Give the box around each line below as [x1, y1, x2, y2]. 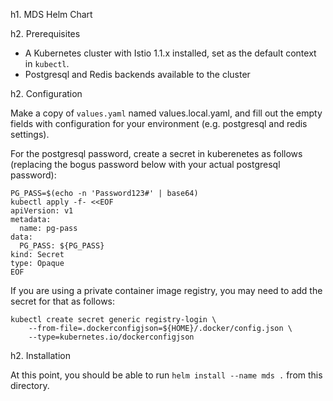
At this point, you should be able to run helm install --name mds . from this [10, 369, 323, 381]
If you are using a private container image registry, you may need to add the [10, 285, 323, 296]
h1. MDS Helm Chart [10, 9, 93, 20]
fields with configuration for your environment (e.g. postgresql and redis [10, 118, 308, 129]
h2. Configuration [10, 88, 83, 99]
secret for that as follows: [10, 295, 116, 307]
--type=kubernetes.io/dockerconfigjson [28, 332, 195, 342]
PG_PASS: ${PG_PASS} [19, 241, 105, 251]
